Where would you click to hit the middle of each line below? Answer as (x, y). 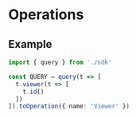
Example (30, 44)
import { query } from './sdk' (60, 62)
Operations (46, 15)
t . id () (33, 92)
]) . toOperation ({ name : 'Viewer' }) (69, 106)
